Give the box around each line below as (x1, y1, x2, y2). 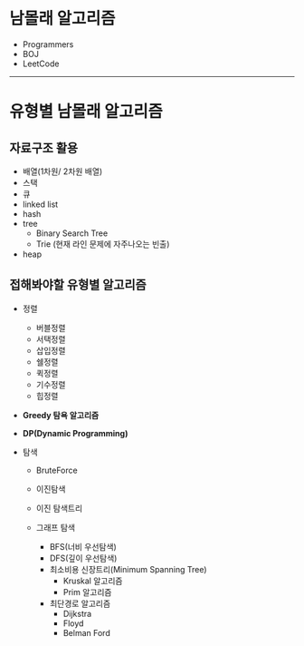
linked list (22, 199, 59, 210)
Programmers (22, 38, 74, 50)
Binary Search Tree (35, 228, 109, 239)
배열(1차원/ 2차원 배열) (22, 165, 103, 177)
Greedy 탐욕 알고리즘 (22, 409, 100, 420)
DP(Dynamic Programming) (22, 427, 128, 438)
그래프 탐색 (35, 522, 75, 533)
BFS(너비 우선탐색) (49, 541, 118, 552)
